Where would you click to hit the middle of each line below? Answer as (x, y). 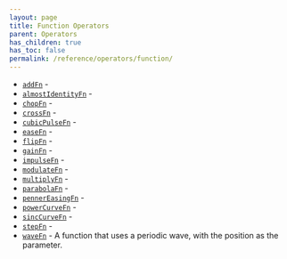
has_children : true (45, 42)
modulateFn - (45, 169)
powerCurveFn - (49, 207)
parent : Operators (43, 34)
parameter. (42, 245)
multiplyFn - (45, 178)
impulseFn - (43, 160)
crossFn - (39, 113)
